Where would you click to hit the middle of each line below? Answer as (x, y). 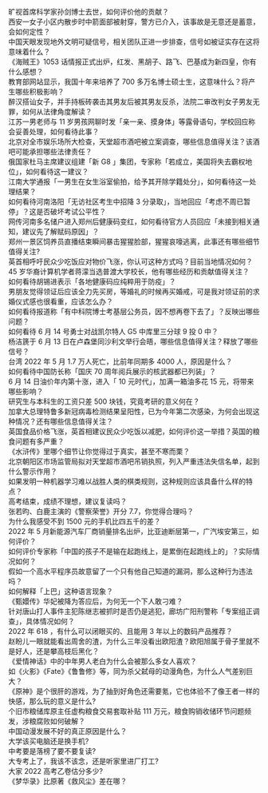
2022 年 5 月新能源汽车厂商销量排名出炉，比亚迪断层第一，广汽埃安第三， (130, 531)
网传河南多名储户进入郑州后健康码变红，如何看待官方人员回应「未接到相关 (130, 221)
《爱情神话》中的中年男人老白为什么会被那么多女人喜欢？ (102, 661)
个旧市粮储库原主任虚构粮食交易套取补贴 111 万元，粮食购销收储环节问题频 (130, 711)
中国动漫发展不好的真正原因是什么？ (68, 731)
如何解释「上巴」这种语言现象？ (61, 591)
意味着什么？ (29, 52)
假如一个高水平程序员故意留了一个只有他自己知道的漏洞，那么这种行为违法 (130, 571)
